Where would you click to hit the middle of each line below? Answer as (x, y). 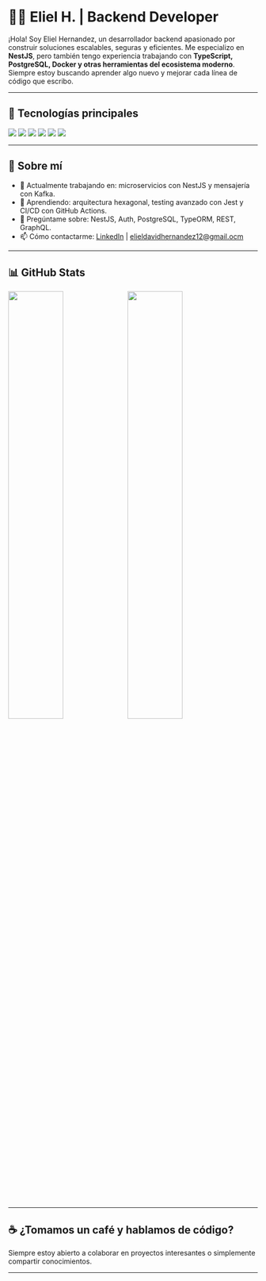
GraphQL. (35, 227)
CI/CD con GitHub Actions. (63, 210)
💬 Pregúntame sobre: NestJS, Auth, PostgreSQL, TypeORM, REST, (127, 219)
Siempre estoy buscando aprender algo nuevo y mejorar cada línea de (123, 72)
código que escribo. (41, 81)
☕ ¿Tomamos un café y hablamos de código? (121, 1230)
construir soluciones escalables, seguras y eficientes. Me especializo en (126, 47)
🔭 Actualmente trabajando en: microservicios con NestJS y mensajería (135, 185)
